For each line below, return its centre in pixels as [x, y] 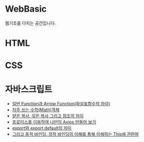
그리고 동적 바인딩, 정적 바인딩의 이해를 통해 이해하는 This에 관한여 [75, 134]
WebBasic [26, 9]
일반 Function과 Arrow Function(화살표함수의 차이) [61, 104]
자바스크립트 [29, 89]
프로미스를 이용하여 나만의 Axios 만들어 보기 [54, 122]
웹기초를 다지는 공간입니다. [30, 23]
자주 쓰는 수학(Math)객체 [36, 110]
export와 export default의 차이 [42, 128]
